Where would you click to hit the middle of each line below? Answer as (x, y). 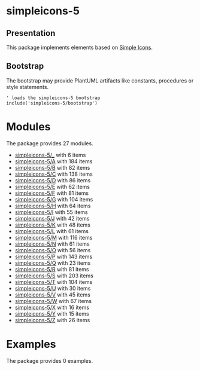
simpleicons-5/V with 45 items (53, 295)
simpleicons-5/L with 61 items (51, 231)
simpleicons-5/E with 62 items (52, 186)
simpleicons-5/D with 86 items (53, 180)
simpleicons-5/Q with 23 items (53, 263)
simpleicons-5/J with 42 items (52, 218)
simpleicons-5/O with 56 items (53, 250)
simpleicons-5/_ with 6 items (50, 155)
